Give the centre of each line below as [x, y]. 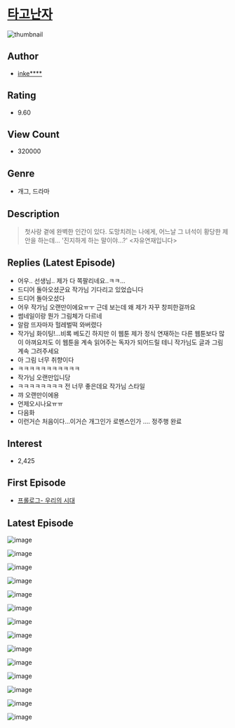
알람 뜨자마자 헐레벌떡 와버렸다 [60, 325]
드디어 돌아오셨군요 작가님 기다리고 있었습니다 [80, 290]
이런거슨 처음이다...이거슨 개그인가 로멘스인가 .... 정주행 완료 [100, 421]
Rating [22, 96]
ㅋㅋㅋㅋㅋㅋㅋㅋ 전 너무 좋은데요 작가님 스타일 [81, 386]
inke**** [30, 73]
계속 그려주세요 [38, 351]
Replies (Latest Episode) [61, 263]
